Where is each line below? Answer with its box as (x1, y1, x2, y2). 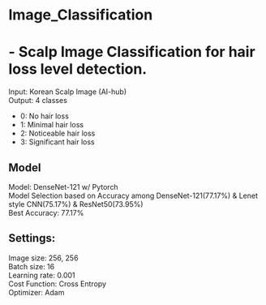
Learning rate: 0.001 (8, 270, 75, 280)
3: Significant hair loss (19, 137, 95, 147)
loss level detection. (8, 60, 148, 79)
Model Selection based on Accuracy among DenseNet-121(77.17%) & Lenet (8, 191, 258, 200)
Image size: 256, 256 (8, 253, 79, 263)
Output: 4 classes (8, 96, 67, 105)
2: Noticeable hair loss (19, 128, 96, 139)
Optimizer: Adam (8, 287, 65, 297)
